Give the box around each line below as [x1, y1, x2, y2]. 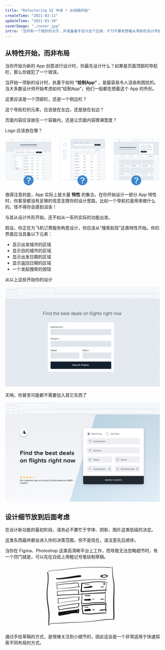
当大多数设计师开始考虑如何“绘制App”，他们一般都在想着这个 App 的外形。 [5, 85, 157, 91]
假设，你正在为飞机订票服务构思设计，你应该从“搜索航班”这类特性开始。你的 [5, 225, 160, 231]
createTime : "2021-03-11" [5, 13, 58, 18]
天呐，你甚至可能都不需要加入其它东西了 [5, 392, 87, 398]
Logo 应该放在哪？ [5, 127, 43, 133]
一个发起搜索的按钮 [12, 266, 52, 272]
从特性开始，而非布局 [5, 49, 70, 57]
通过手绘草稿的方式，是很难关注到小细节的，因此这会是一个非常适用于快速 [5, 633, 156, 639]
